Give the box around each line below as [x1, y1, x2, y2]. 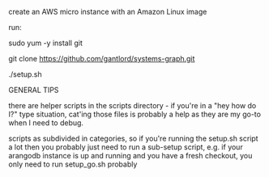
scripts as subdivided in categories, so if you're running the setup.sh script [8, 133, 258, 143]
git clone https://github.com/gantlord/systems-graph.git [8, 54, 195, 63]
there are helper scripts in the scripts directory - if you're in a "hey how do [8, 101, 257, 110]
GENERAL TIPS [8, 85, 59, 95]
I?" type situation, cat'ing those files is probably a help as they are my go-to [8, 109, 262, 119]
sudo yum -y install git [8, 38, 83, 48]
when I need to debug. [8, 118, 83, 128]
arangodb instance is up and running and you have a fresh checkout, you [8, 151, 253, 160]
